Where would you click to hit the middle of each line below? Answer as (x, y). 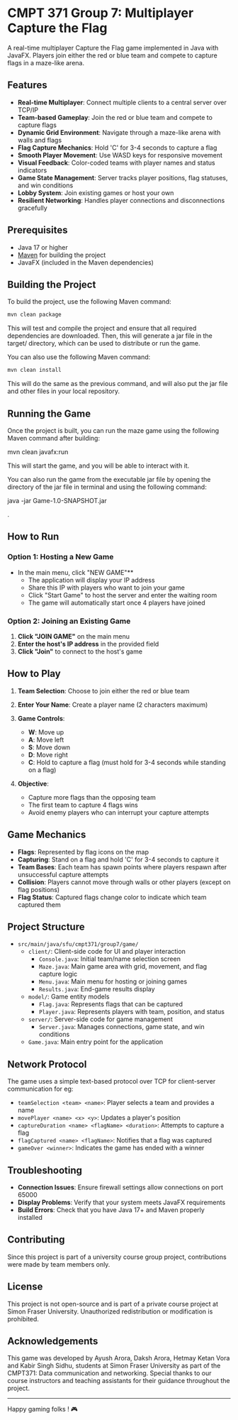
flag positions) (39, 889)
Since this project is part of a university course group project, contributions (117, 1257)
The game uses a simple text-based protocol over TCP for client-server (112, 1081)
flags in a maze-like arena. (46, 62)
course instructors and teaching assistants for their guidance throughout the (119, 1381)
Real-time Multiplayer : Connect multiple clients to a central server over (122, 102)
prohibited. (23, 1319)
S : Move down (49, 747)
